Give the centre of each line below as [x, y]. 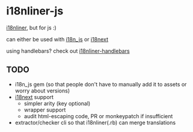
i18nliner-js [35, 11]
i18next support [34, 97]
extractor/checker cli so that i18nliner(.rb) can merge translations [95, 122]
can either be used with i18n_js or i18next [57, 39]
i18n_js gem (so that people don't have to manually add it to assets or [101, 84]
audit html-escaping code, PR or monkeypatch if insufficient [98, 116]
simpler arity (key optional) [57, 103]
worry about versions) [42, 91]
